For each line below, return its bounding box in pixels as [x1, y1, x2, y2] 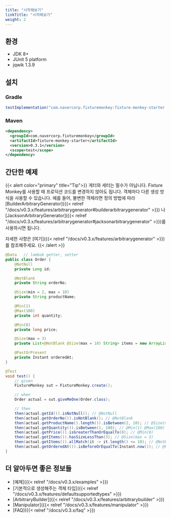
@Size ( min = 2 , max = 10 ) [14, 290, 70, 295]
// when [14, 392, 31, 398]
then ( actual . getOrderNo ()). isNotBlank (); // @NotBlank [14, 416, 133, 421]
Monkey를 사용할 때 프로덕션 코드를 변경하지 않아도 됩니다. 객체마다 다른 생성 [5, 189, 159, 195]
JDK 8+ [12, 51, 29, 57]
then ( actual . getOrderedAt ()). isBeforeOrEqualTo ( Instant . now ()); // [14, 444, 160, 449]
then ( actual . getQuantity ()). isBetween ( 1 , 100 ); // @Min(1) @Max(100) [14, 425, 165, 430]
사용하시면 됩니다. [5, 225, 41, 231]
